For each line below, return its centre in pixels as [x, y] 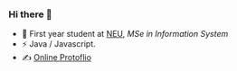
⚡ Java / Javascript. [58, 44]
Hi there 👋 [31, 14]
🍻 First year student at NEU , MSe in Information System [125, 34]
